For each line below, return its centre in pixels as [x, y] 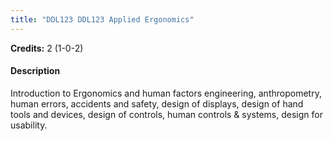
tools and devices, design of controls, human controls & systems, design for [166, 114]
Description [35, 71]
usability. [29, 125]
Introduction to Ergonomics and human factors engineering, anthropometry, [166, 93]
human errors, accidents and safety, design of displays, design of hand [157, 103]
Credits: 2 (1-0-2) [47, 48]
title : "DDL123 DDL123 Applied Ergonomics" [102, 19]
